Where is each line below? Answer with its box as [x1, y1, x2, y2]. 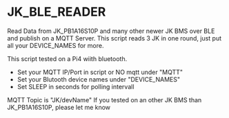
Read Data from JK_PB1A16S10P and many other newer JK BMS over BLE [7, 27, 215, 35]
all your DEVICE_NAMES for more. [7, 41, 104, 49]
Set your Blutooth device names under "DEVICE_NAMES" [17, 75, 181, 83]
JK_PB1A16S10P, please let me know [7, 103, 111, 111]
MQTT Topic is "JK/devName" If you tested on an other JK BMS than [7, 95, 202, 104]
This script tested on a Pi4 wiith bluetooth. [7, 54, 128, 62]
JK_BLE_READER [7, 4, 106, 20]
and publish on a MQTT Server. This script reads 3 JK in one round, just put [7, 34, 222, 42]
